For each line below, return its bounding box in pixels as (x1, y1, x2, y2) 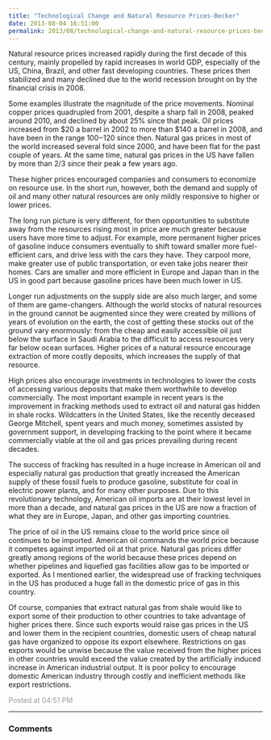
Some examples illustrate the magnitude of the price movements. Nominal (8, 98, 254, 109)
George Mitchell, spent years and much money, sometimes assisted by (8, 419, 244, 429)
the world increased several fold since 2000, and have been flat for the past (8, 142, 261, 152)
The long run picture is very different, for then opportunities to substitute (8, 215, 250, 226)
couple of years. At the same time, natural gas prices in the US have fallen (8, 150, 255, 160)
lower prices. (8, 200, 52, 210)
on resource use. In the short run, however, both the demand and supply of (8, 183, 258, 193)
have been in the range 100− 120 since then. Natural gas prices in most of (8, 133, 252, 143)
